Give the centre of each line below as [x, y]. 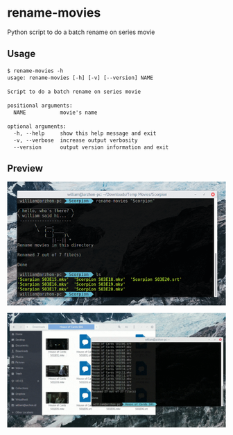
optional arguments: [37, 126]
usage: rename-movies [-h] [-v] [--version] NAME [80, 78]
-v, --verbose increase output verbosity [76, 140]
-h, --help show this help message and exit [85, 133]
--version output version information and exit [91, 147]
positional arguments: [40, 106]
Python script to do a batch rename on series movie [81, 32]
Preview [25, 169]
